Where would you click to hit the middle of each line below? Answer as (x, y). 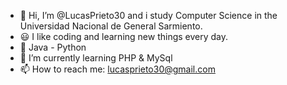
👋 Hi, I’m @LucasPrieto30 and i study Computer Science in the (148, 15)
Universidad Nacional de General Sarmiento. (111, 26)
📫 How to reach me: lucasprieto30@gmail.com (117, 69)
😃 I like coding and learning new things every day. (124, 36)
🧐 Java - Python (53, 47)
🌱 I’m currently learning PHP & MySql (96, 58)
